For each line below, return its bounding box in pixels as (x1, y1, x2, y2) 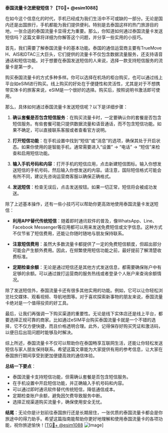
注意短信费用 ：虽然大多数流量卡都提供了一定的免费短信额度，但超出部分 (12, 241, 161, 247)
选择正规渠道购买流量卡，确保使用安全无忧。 (12, 399, 105, 405)
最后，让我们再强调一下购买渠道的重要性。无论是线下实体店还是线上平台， (5, 311, 158, 316)
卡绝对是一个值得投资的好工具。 (5, 300, 71, 306)
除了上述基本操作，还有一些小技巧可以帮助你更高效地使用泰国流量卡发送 (5, 201, 154, 207)
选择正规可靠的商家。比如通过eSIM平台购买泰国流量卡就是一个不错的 (9, 317, 151, 323)
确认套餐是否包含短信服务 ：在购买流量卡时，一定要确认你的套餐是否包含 (12, 115, 161, 120)
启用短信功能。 (21, 150, 52, 156)
